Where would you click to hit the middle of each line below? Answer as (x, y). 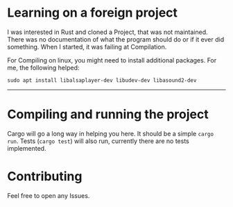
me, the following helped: (43, 67)
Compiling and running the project (108, 114)
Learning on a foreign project (93, 13)
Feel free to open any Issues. (49, 195)
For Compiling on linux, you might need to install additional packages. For (112, 60)
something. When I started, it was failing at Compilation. (87, 47)
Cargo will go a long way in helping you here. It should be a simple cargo (110, 133)
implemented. (27, 148)
